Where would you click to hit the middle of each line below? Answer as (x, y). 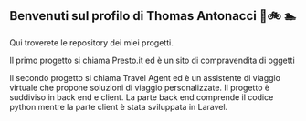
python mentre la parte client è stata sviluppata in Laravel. (119, 106)
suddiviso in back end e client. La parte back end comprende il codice (142, 97)
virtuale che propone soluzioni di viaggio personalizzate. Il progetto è (140, 87)
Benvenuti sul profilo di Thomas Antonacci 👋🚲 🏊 (153, 16)
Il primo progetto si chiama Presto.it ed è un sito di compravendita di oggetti (152, 60)
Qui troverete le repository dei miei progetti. (91, 42)
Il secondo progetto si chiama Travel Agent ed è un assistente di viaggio (145, 77)
